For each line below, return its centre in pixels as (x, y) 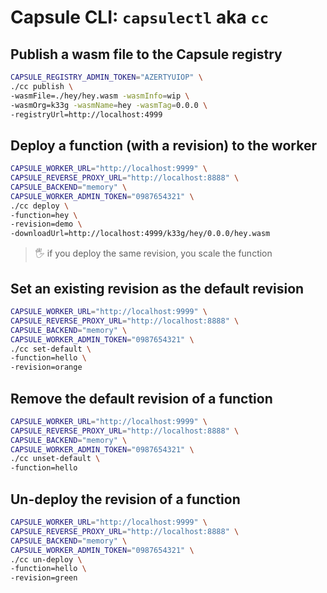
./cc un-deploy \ (46, 559)
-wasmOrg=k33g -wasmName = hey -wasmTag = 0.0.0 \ (109, 105)
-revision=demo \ (46, 224)
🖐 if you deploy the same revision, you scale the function (153, 253)
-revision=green (44, 578)
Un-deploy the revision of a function (125, 499)
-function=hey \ (44, 215)
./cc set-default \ (51, 349)
